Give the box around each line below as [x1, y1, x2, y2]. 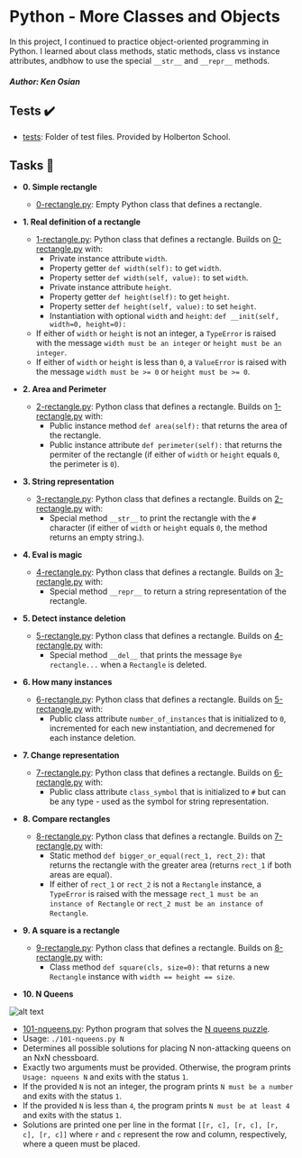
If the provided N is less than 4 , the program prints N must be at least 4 [22, 1100, 290, 1111]
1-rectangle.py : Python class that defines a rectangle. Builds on [35, 234, 271, 245]
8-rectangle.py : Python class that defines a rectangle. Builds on [35, 831, 273, 842]
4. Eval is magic [22, 550, 83, 561]
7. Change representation [22, 750, 120, 761]
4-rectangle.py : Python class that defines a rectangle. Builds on [35, 567, 273, 578]
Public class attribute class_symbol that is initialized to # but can [49, 787, 287, 798]
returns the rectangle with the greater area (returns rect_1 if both [49, 860, 292, 871]
